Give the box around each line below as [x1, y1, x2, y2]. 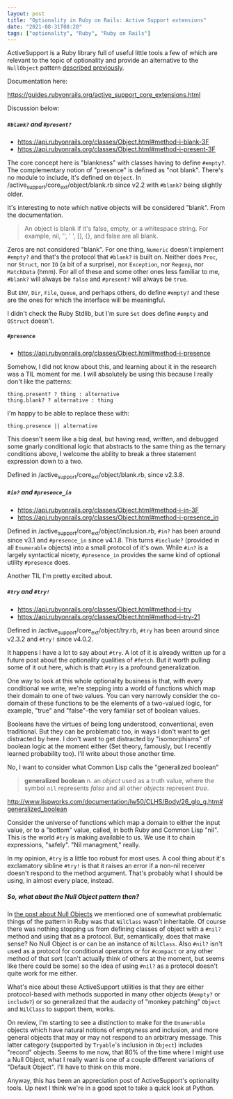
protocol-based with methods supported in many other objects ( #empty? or [7, 990, 221, 999]
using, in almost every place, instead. [7, 877, 114, 885]
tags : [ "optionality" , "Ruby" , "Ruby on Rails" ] [7, 29, 151, 37]
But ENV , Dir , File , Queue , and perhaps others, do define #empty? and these [7, 289, 220, 297]
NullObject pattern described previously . [7, 63, 124, 72]
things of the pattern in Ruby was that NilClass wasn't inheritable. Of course [7, 918, 226, 926]
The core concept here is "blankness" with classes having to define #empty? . [7, 158, 226, 167]
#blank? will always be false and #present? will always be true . [7, 275, 188, 283]
